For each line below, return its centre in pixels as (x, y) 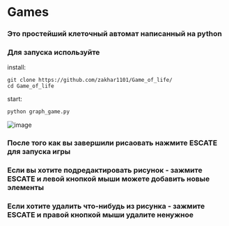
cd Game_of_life (31, 86)
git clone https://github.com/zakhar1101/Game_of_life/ (90, 80)
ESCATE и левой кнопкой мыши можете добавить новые (109, 179)
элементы (26, 188)
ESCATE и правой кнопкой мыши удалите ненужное (100, 215)
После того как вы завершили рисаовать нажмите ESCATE (112, 143)
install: (17, 67)
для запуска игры (39, 152)
